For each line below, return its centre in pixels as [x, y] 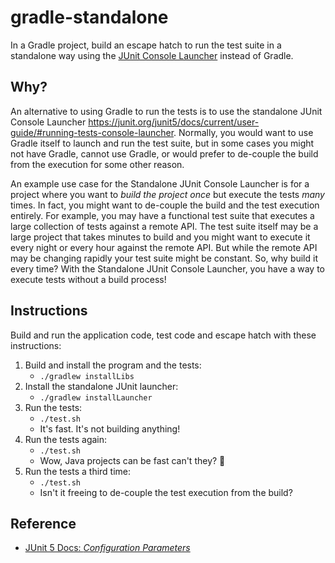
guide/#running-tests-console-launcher [92, 132]
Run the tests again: [66, 439]
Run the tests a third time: [78, 471]
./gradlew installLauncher [96, 397]
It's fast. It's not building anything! [110, 428]
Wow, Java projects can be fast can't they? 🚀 [132, 460]
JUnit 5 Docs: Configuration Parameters [107, 548]
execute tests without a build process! [88, 279]
